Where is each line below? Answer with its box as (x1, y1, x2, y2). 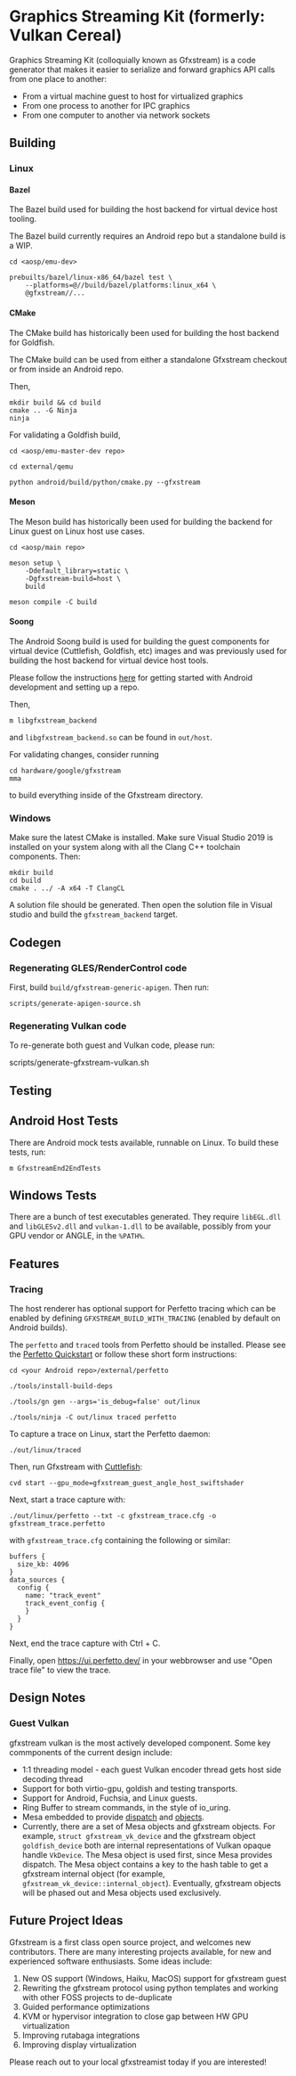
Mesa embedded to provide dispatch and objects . (21, 1811, 204, 1822)
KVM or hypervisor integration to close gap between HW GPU (21, 2011, 249, 2022)
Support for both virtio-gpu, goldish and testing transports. (21, 1783, 238, 1794)
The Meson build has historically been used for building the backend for (9, 516, 273, 527)
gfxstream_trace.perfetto (9, 1519, 105, 1529)
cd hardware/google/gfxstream (9, 766, 122, 776)
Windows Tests (9, 1188, 97, 1203)
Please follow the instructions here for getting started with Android (9, 673, 253, 683)
